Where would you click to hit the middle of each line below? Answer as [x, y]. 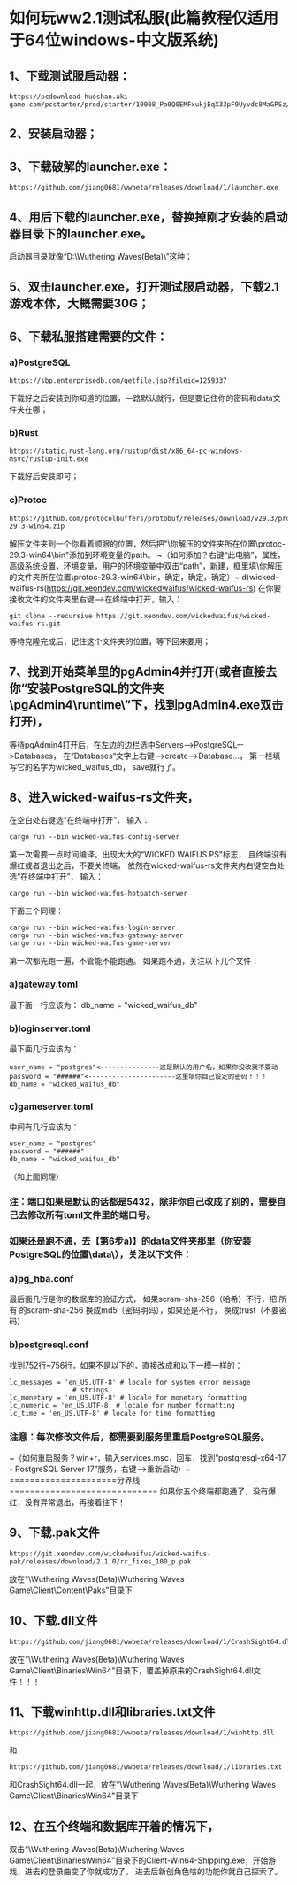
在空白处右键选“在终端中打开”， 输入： [80, 820]
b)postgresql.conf [49, 1345]
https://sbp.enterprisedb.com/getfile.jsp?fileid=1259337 [118, 381]
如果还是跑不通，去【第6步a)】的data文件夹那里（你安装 [130, 1241]
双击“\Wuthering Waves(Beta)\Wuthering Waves [97, 1850]
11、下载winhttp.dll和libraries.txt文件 [112, 1712]
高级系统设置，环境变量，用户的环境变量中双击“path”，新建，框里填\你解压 [146, 566]
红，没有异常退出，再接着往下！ [67, 1501]
